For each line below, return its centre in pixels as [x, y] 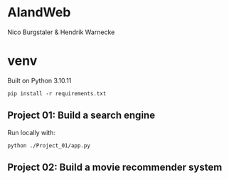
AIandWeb [39, 12]
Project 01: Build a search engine [81, 116]
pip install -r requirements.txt [57, 93]
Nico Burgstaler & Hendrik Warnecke [61, 32]
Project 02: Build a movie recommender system [115, 168]
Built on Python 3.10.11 [39, 80]
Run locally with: [31, 132]
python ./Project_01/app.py [49, 145]
